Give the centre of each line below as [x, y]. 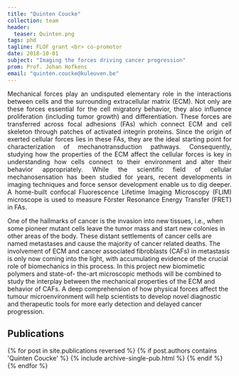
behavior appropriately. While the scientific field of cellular [119, 169]
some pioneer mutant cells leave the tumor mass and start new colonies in [116, 228]
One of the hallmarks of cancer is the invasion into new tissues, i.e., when [115, 220]
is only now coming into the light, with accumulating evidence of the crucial [118, 258]
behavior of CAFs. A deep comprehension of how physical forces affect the [118, 289]
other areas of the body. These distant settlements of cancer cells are [110, 236]
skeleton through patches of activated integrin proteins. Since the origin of [119, 131]
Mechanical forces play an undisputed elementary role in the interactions [119, 94]
